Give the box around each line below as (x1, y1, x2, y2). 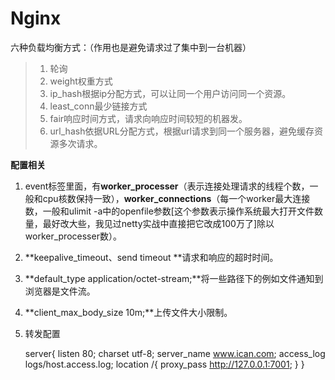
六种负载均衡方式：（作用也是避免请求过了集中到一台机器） (10, 41, 252, 53)
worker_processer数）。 (24, 230, 122, 242)
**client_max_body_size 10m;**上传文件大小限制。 (24, 306, 233, 318)
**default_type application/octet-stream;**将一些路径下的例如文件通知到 (24, 272, 324, 284)
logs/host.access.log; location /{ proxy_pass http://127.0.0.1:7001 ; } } (24, 358, 305, 370)
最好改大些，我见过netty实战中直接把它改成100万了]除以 (42, 217, 275, 229)
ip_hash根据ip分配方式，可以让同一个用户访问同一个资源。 (49, 87, 292, 99)
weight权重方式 (49, 75, 113, 87)
